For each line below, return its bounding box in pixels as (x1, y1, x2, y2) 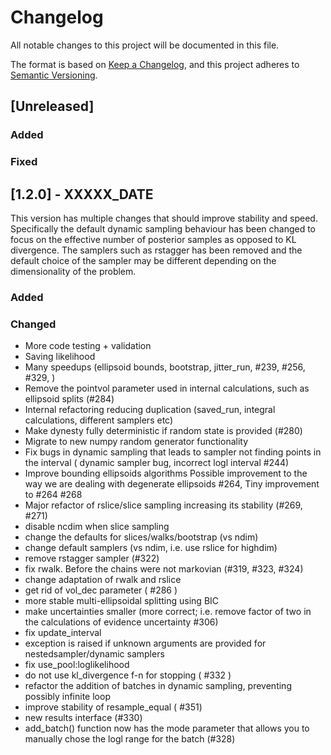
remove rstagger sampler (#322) (24, 552, 160, 565)
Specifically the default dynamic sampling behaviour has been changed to (10, 222, 317, 235)
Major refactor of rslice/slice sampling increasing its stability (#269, (24, 499, 303, 511)
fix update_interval (24, 627, 102, 639)
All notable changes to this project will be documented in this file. (10, 39, 280, 51)
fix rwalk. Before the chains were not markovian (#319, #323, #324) (24, 563, 304, 575)
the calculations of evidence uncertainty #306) (24, 616, 219, 628)
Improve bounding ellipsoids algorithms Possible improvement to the (24, 467, 308, 480)
